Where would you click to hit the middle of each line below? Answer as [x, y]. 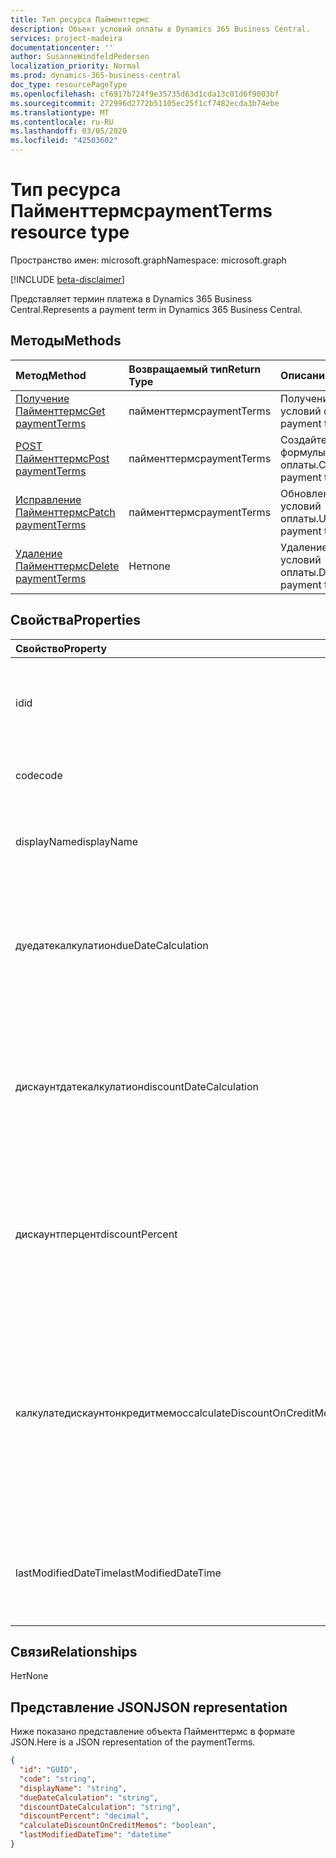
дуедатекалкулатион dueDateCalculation [112, 945]
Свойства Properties [76, 620]
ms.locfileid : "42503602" [64, 141]
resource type [70, 232]
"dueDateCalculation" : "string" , [89, 1797]
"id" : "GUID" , [48, 1770]
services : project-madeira [66, 38]
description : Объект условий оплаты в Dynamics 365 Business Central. [160, 29]
